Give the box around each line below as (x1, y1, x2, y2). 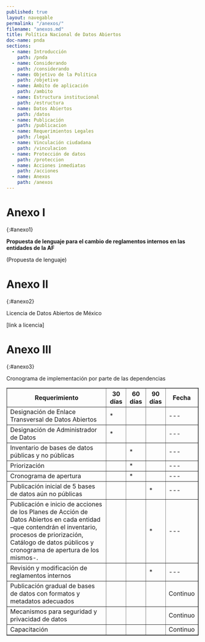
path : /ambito (17, 89, 53, 95)
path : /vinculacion (17, 145, 67, 151)
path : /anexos (17, 180, 53, 186)
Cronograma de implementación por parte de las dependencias (6, 374, 166, 382)
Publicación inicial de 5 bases (10, 482, 96, 491)
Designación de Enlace (10, 407, 76, 416)
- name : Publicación (12, 117, 64, 123)
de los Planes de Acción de (10, 508, 88, 516)
